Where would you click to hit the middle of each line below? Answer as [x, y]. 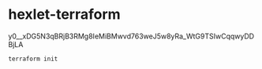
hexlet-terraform [64, 15]
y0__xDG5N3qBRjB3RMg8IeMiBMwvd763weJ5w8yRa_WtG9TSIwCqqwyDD [131, 36]
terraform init [33, 59]
